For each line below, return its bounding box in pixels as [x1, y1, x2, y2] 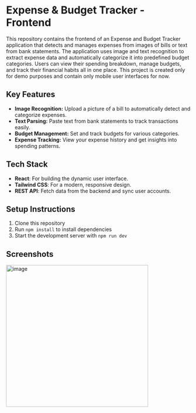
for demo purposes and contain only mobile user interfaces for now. [6, 73, 170, 80]
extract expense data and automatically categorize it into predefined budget [6, 54, 190, 61]
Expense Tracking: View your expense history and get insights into [14, 136, 177, 143]
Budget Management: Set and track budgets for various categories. [14, 130, 180, 137]
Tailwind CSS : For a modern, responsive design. [14, 181, 132, 188]
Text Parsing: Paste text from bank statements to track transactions [14, 118, 178, 125]
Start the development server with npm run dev [14, 232, 128, 239]
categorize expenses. [14, 111, 67, 118]
